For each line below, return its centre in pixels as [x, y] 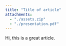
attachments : [19, 14]
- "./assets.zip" [28, 19]
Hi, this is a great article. [30, 38]
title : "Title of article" [33, 10]
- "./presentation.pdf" [34, 24]
